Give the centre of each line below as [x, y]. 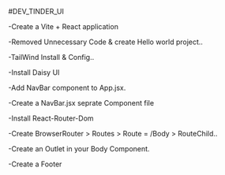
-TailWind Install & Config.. [51, 57]
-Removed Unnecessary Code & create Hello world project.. [106, 42]
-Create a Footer [35, 164]
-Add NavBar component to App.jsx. [67, 87]
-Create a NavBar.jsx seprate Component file [81, 103]
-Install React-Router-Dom [51, 118]
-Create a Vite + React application [63, 26]
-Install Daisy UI [34, 73]
